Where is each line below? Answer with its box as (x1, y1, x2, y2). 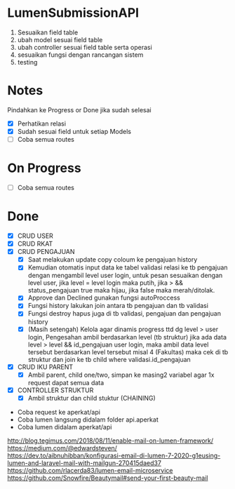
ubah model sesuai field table (17, 35, 103, 43)
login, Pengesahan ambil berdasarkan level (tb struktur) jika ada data (27, 333, 227, 341)
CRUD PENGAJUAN (17, 248, 75, 256)
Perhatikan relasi (17, 119, 67, 128)
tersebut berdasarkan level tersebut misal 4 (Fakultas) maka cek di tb (27, 347, 229, 356)
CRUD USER (17, 232, 54, 240)
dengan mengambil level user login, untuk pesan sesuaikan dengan (27, 272, 223, 280)
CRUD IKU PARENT (17, 363, 74, 371)
